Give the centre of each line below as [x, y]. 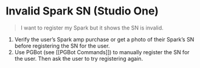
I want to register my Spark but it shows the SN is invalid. [92, 28]
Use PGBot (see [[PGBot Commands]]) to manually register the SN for [102, 52]
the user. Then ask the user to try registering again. [79, 58]
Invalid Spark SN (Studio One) [82, 11]
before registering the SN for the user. [62, 46]
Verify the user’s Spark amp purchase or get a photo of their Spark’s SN [104, 39]
